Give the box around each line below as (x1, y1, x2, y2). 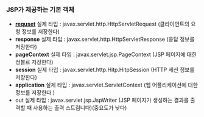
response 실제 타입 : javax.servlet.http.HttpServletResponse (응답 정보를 (15, 35, 195, 43)
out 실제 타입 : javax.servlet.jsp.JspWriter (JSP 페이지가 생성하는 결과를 (15, 96, 189, 104)
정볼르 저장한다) (15, 58, 54, 66)
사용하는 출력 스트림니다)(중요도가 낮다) (33, 104, 127, 112)
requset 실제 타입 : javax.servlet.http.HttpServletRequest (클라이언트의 (15, 20, 190, 28)
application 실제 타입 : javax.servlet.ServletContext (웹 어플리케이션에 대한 (15, 81, 198, 89)
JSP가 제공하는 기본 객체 (6, 5, 74, 13)
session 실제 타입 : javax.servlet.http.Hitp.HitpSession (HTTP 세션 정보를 (15, 66, 195, 74)
